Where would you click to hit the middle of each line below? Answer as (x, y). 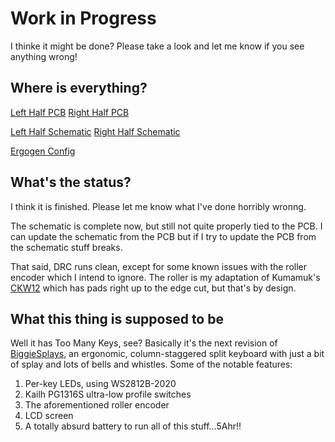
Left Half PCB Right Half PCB (70, 112)
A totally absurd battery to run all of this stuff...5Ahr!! (133, 426)
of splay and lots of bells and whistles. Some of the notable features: (151, 364)
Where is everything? (79, 88)
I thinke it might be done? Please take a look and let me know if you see (157, 46)
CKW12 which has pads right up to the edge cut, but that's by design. (153, 288)
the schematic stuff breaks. (66, 247)
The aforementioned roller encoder (97, 405)
